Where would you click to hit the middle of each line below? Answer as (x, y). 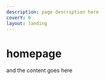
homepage (34, 53)
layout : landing (27, 23)
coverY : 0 (19, 18)
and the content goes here (39, 70)
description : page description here (52, 12)
